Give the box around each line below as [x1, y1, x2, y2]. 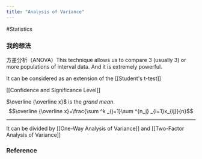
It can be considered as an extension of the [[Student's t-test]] [6, 75, 161, 82]
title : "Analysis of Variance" [6, 8, 85, 15]
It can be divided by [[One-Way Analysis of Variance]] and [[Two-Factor [6, 125, 185, 132]
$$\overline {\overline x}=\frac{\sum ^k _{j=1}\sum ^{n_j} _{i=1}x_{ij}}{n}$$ [8, 107, 194, 114]
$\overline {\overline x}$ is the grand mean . [6, 98, 115, 105]
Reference [6, 146, 37, 154]
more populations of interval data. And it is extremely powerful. [6, 63, 162, 70]
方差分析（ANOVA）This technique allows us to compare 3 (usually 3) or [6, 56, 186, 63]
